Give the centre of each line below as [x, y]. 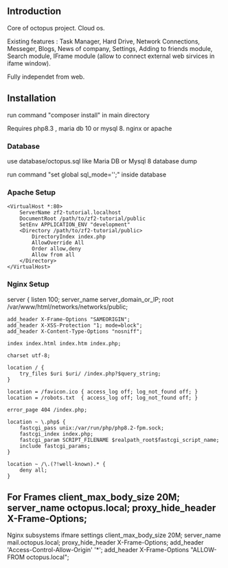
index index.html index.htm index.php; [64, 343]
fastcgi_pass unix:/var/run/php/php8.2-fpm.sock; [92, 428]
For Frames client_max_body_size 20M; [94, 497]
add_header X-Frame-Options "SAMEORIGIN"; [69, 319]
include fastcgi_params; [55, 446]
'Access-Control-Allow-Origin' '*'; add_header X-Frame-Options [98, 550]
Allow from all [54, 255]
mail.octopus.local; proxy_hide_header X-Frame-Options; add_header [105, 542]
